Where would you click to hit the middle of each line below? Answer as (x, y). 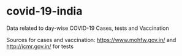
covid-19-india (44, 11)
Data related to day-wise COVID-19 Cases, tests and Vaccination (88, 28)
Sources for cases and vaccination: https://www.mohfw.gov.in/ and (91, 40)
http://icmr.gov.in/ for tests (40, 46)
